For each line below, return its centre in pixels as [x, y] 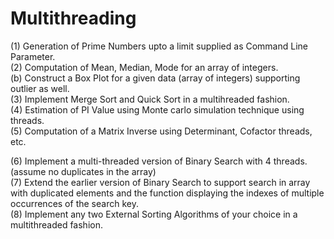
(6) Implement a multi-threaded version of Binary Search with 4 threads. [159, 161]
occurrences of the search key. [74, 203]
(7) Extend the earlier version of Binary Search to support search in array [160, 182]
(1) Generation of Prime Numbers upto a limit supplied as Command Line [159, 46]
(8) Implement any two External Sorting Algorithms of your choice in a [154, 214]
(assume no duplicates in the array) [83, 171]
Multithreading [73, 18]
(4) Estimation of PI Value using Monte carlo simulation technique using [157, 109]
